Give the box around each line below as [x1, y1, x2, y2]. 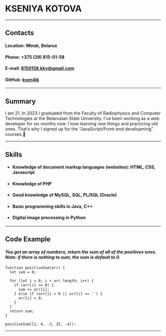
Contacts [5, 29, 35, 37]
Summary [5, 97, 36, 106]
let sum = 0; [9, 270, 37, 275]
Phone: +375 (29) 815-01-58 [5, 54, 65, 60]
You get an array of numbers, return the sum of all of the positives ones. [5, 249, 157, 255]
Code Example [5, 235, 51, 243]
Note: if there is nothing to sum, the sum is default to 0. [5, 254, 121, 260]
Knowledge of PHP [12, 180, 52, 186]
